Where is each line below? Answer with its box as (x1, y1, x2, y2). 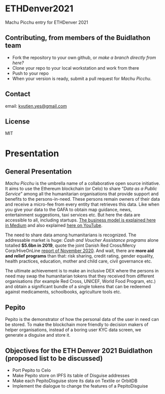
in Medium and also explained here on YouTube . (5, 222, 102, 228)
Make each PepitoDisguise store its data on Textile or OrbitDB (12, 378, 138, 384)
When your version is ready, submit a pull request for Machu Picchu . (12, 75, 152, 82)
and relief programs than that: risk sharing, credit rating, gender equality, (5, 253, 154, 259)
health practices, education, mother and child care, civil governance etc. (5, 258, 152, 264)
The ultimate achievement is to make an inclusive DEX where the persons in (5, 268, 159, 274)
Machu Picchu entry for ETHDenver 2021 (5, 19, 89, 25)
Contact (5, 90, 31, 98)
